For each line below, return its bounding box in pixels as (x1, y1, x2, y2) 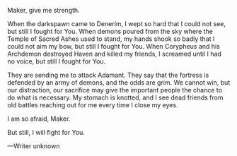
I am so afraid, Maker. (7, 114, 71, 123)
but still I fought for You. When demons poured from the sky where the (7, 28, 214, 35)
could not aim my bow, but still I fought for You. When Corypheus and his (7, 42, 221, 50)
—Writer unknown (7, 142, 60, 150)
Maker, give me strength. (7, 6, 80, 14)
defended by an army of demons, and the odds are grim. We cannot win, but (7, 78, 231, 87)
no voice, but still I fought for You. (7, 57, 106, 66)
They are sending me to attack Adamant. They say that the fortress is (7, 71, 209, 79)
